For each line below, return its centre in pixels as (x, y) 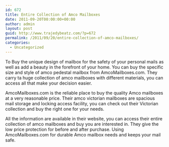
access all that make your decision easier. (49, 83)
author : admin (20, 24)
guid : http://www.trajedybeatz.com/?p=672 (50, 33)
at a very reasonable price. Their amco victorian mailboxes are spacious (80, 98)
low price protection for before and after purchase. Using (65, 129)
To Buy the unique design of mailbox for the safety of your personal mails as (84, 61)
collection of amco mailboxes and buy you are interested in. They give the (82, 124)
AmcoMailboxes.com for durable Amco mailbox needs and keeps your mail (83, 134)
